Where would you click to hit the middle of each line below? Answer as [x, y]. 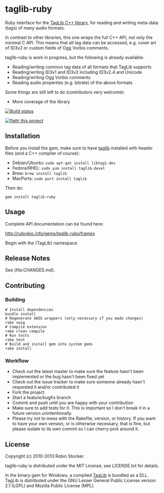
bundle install [21, 314]
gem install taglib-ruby [30, 197]
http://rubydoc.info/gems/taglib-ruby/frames [50, 233]
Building [15, 299]
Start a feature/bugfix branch [41, 398]
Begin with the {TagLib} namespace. [42, 243]
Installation [23, 136]
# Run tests [17, 336]
